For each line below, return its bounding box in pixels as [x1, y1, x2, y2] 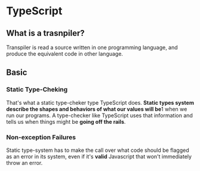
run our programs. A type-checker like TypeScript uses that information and [6, 112, 193, 119]
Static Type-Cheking [6, 85, 68, 94]
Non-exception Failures [6, 133, 76, 141]
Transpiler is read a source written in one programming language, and [6, 44, 178, 51]
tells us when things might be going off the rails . [6, 118, 126, 125]
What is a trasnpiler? [6, 28, 85, 38]
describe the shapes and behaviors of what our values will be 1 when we [6, 105, 187, 112]
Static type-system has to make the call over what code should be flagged [6, 146, 189, 154]
